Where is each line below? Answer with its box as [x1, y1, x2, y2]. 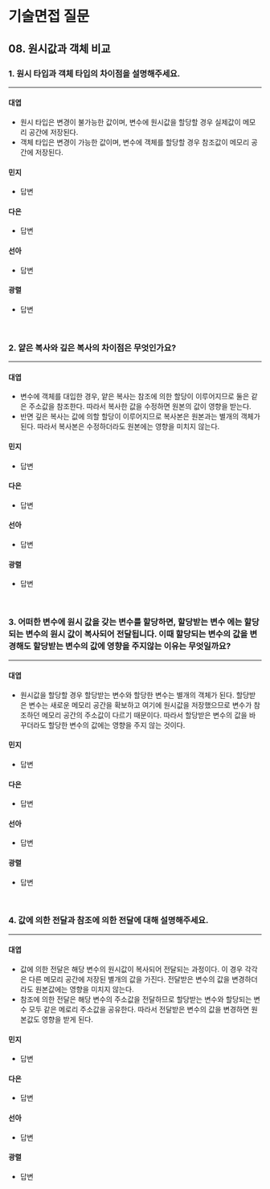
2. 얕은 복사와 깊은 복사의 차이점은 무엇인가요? [8, 342, 177, 353]
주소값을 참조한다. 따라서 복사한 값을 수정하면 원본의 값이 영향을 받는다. [28, 402, 252, 411]
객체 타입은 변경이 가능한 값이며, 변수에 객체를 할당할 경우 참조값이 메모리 [19, 137, 250, 147]
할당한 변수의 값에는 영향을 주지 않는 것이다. [47, 720, 186, 729]
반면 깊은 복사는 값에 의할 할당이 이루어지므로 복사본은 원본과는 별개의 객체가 [19, 411, 261, 422]
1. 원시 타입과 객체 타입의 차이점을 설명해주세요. [8, 67, 181, 79]
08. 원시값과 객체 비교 [8, 42, 111, 55]
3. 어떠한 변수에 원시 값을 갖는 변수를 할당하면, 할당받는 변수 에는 [8, 616, 243, 627]
